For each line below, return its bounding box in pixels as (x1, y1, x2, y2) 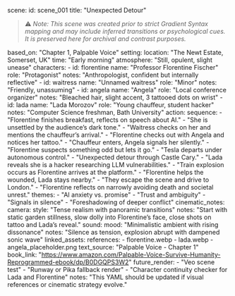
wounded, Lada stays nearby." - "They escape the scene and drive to (7, 175, 210, 184)
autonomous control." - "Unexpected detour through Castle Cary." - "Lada (7, 153, 223, 161)
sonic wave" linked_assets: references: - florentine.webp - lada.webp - (7, 235, 214, 244)
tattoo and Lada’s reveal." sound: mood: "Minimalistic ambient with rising (7, 221, 219, 228)
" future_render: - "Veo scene (128, 258, 215, 266)
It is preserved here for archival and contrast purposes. (24, 35, 186, 43)
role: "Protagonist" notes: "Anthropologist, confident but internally (7, 70, 199, 79)
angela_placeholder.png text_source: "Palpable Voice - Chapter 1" (7, 243, 199, 251)
